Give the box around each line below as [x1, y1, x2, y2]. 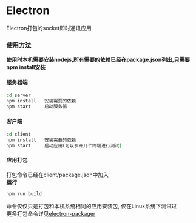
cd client [6, 131, 32, 138]
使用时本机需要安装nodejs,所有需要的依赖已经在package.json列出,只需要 [6, 56, 190, 64]
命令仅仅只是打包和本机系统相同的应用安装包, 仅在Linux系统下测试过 [6, 202, 177, 210]
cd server [6, 92, 32, 99]
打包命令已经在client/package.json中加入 [6, 171, 109, 179]
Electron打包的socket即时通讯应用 [6, 24, 92, 32]
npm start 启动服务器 [6, 104, 67, 110]
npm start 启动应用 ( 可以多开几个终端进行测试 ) [6, 143, 123, 149]
